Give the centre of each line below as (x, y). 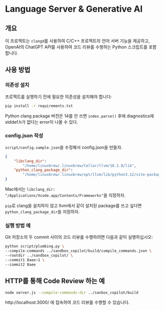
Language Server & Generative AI (74, 9)
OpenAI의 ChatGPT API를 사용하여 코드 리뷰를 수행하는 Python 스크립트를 (76, 47)
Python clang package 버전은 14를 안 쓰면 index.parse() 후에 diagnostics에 (80, 116)
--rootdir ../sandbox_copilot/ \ (39, 256)
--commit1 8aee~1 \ (25, 260)
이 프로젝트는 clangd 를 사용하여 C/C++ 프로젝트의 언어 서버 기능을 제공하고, (78, 41)
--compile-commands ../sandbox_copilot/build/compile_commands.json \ (78, 251)
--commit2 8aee (20, 265)
